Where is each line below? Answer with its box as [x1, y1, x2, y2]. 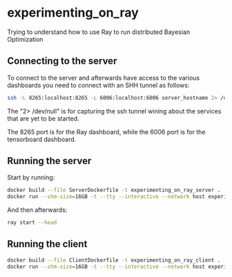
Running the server [7, 155, 92, 167]
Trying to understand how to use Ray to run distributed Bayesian [7, 28, 191, 36]
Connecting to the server [7, 55, 117, 67]
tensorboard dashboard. [7, 135, 77, 143]
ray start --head [7, 220, 57, 226]
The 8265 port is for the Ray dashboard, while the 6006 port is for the [7, 127, 206, 136]
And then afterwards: [7, 206, 68, 214]
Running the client [7, 238, 88, 250]
